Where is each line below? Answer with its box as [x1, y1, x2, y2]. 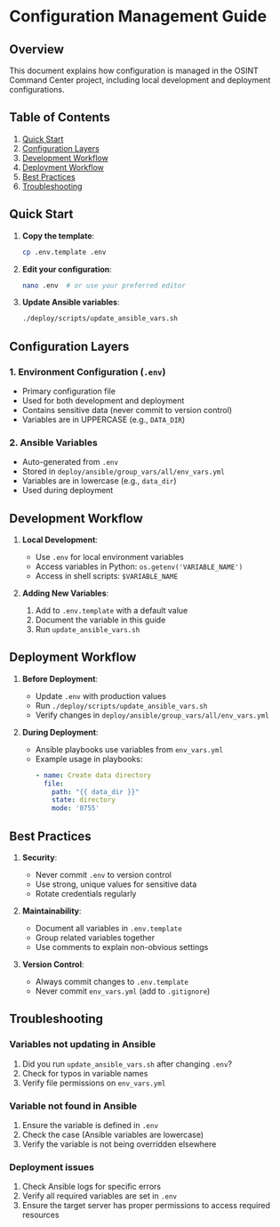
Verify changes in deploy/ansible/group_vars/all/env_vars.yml [35, 710, 269, 720]
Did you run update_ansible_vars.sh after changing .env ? [21, 1058, 233, 1069]
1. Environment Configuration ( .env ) [9, 365, 166, 378]
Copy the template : [21, 230, 95, 241]
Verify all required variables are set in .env [21, 1190, 178, 1201]
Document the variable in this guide [35, 614, 166, 625]
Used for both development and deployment [21, 394, 185, 406]
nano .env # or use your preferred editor [21, 280, 187, 290]
